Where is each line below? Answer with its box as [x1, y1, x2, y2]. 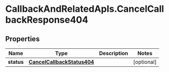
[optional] [133, 59, 157, 65]
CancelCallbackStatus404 [28, 59, 94, 65]
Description [99, 50, 129, 57]
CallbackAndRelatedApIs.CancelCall [5, 3, 164, 15]
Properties [5, 34, 40, 43]
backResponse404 [5, 14, 89, 26]
